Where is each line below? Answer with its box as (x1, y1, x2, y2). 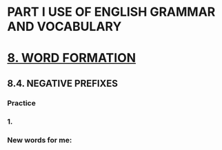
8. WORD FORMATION (7, 50, 137, 66)
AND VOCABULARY (7, 19, 122, 34)
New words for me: (7, 135, 72, 144)
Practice (7, 98, 36, 107)
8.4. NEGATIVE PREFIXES (7, 77, 119, 89)
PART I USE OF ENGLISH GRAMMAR (7, 4, 216, 20)
